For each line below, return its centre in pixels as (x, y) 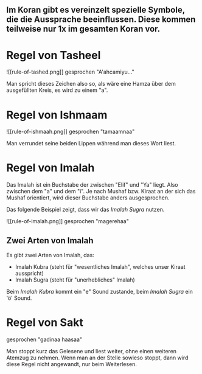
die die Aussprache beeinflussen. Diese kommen (101, 20)
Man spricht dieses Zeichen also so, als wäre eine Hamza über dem (91, 84)
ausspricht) (30, 274)
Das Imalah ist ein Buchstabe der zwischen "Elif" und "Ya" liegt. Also (92, 185)
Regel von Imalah (50, 168)
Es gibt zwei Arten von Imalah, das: (50, 255)
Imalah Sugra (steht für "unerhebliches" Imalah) (75, 280)
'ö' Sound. (19, 298)
